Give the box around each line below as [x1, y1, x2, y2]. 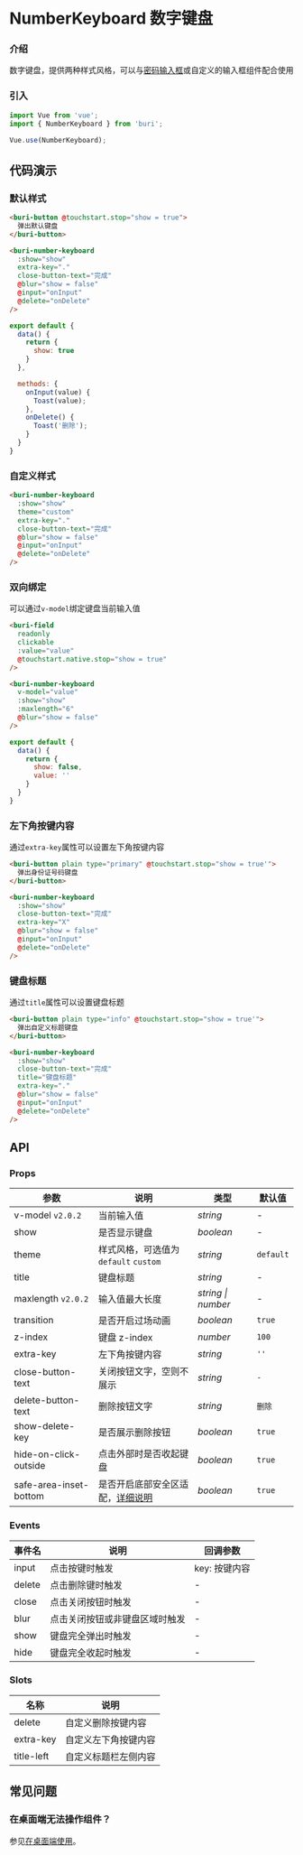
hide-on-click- [14, 1448, 81, 1461]
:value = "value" [17, 646, 75, 655]
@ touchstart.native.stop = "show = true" [17, 654, 168, 663]
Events [9, 1519, 41, 1532]
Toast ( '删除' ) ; [32, 422, 88, 431]
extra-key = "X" [17, 918, 70, 927]
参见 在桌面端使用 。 [9, 1835, 81, 1846]
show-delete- [14, 1420, 75, 1433]
